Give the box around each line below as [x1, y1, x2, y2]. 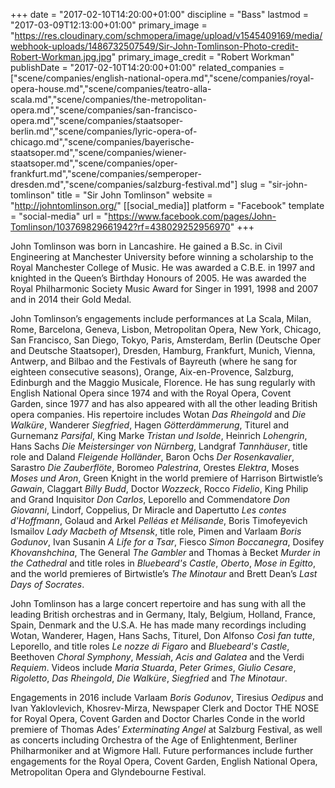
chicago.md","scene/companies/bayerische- [10, 136, 195, 148]
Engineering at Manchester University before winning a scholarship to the [10, 251, 314, 263]
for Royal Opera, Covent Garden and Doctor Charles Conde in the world [10, 713, 306, 724]
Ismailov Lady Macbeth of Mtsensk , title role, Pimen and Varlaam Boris [10, 525, 302, 537]
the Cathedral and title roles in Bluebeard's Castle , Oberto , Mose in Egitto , [10, 557, 316, 569]
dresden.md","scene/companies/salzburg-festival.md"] [10, 179, 238, 190]
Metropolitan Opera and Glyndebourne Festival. [10, 766, 207, 778]
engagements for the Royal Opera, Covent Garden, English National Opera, [10, 755, 318, 767]
